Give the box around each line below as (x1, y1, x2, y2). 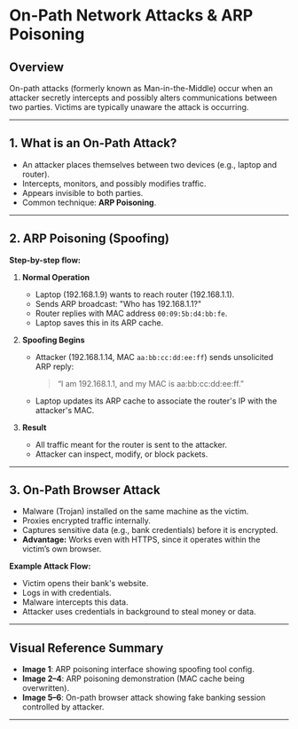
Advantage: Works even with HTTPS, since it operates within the (21, 534, 261, 545)
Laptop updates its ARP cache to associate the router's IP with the (35, 396, 278, 406)
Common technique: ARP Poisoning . (21, 197, 157, 208)
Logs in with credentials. (21, 587, 113, 599)
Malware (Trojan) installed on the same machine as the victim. (21, 506, 249, 517)
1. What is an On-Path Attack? (9, 136, 177, 151)
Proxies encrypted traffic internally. (21, 515, 151, 526)
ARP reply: (35, 361, 74, 372)
